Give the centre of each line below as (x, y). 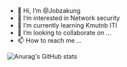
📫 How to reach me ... (49, 40)
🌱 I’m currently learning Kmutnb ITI (67, 25)
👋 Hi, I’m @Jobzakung (49, 11)
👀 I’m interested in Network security (68, 18)
